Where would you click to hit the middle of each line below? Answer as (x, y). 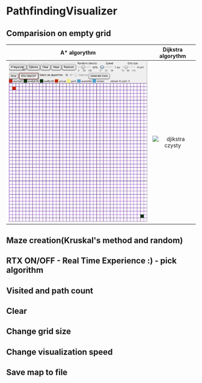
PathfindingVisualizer (62, 11)
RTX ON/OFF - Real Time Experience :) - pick (92, 261)
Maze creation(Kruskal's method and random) (95, 240)
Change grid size (39, 332)
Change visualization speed (60, 352)
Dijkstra (173, 49)
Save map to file (37, 372)
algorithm (25, 270)
